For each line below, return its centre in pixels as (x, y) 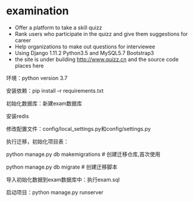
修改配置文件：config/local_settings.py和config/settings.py (79, 128)
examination (37, 11)
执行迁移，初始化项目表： (37, 141)
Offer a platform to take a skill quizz (58, 27)
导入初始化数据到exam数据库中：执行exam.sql (63, 179)
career (23, 40)
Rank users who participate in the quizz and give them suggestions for (101, 33)
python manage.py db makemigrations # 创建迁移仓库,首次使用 (83, 154)
